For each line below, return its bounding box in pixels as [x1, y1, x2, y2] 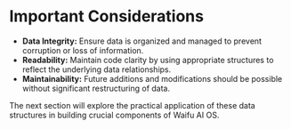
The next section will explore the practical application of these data [9, 100, 255, 110]
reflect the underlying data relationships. [21, 64, 172, 75]
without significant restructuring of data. [21, 83, 171, 93]
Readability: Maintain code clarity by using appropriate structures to [21, 54, 274, 65]
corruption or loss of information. [21, 44, 144, 55]
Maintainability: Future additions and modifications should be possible [21, 73, 283, 84]
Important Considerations [9, 6, 205, 27]
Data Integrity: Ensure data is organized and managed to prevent [21, 36, 263, 46]
